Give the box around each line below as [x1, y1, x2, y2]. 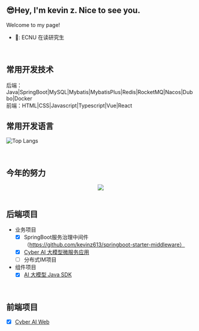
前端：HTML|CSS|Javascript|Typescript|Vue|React [6, 102, 132, 109]
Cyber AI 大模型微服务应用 [23, 249, 90, 256]
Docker [14, 95, 32, 102]
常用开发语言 [6, 121, 54, 131]
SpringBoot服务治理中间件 [23, 234, 89, 241]
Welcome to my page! [6, 21, 61, 28]
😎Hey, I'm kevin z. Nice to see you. [6, 5, 141, 16]
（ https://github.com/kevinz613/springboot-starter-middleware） [23, 241, 185, 248]
